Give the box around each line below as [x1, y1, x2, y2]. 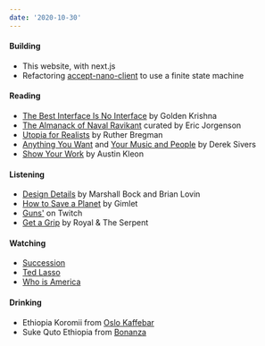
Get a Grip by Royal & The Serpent [21, 217, 149, 228]
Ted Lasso [21, 267, 61, 278]
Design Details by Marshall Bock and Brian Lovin [21, 189, 201, 199]
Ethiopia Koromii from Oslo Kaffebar [21, 316, 154, 327]
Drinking [9, 297, 42, 308]
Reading [9, 90, 41, 101]
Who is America [21, 276, 81, 287]
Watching [9, 238, 46, 249]
